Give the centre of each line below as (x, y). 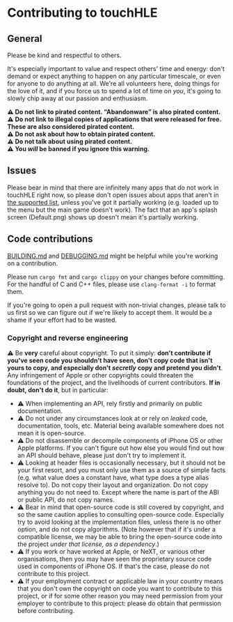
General (25, 39)
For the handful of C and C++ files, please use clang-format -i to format (112, 284)
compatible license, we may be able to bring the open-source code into (120, 536)
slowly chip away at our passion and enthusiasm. (78, 98)
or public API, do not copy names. (66, 499)
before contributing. (46, 610)
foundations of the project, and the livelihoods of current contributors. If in (114, 382)
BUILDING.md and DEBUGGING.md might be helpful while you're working (113, 256)
